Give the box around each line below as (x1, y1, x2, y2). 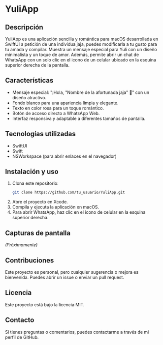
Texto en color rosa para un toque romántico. (12, 105, 104, 111)
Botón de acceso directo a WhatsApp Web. (12, 110, 100, 116)
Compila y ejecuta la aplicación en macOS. (12, 204, 99, 210)
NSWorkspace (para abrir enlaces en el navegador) (12, 153, 117, 159)
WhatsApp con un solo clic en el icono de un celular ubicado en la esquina (5, 57, 157, 62)
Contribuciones (5, 256, 54, 264)
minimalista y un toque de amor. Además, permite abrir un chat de (5, 52, 139, 57)
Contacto (5, 316, 34, 324)
